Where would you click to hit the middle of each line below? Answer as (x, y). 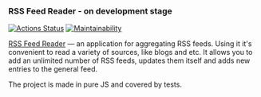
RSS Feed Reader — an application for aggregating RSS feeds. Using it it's (130, 44)
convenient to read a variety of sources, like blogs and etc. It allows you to (130, 52)
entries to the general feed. (53, 69)
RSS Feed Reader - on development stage (91, 11)
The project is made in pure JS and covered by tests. (95, 84)
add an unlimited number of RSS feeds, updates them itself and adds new (129, 60)
